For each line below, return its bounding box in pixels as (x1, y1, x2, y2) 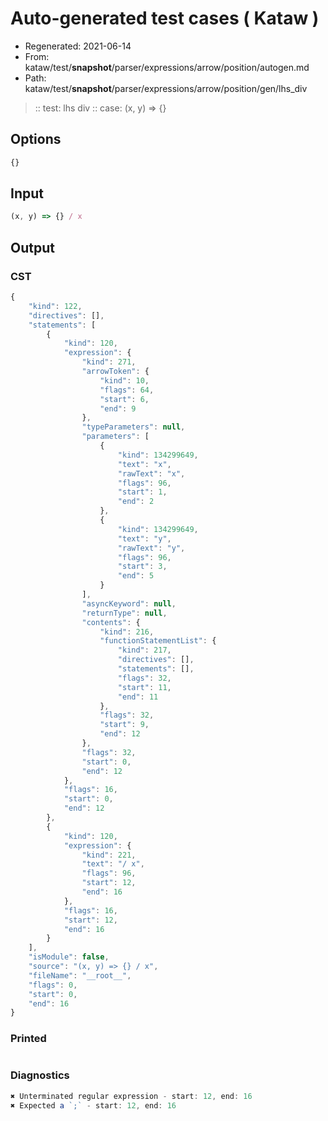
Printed (10, 1032, 47, 1046)
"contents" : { (81, 617, 141, 627)
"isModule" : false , (28, 952, 110, 962)
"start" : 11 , (117, 682, 172, 692)
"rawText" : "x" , (117, 468, 186, 479)
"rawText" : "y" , (117, 543, 186, 553)
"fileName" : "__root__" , (28, 970, 132, 981)
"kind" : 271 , (81, 357, 137, 367)
